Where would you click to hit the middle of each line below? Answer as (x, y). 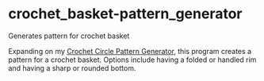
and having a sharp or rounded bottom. (72, 67)
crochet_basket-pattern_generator (125, 14)
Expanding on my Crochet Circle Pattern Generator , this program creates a (130, 51)
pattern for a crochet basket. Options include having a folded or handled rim (132, 60)
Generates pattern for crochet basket (69, 36)
